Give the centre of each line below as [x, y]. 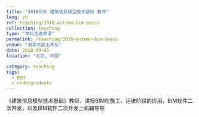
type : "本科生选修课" [30, 34]
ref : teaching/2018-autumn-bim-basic [53, 23]
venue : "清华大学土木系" [34, 45]
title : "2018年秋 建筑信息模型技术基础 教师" [57, 12]
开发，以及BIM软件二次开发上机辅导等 [58, 108]
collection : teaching [33, 28]
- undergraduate [32, 83]
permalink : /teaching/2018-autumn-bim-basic [62, 39]
